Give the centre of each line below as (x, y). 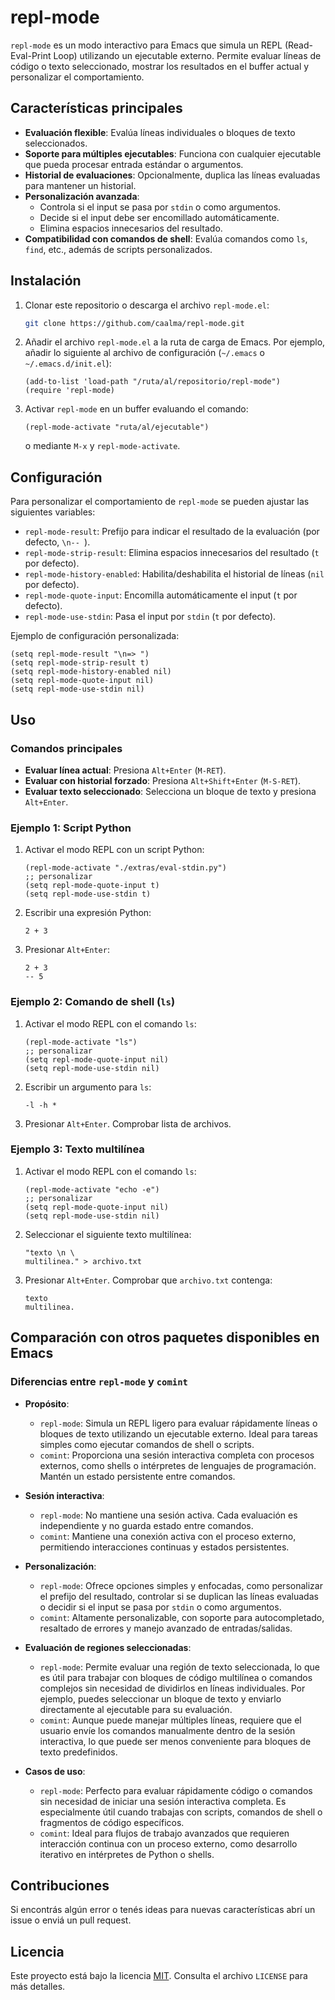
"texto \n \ (49, 1252)
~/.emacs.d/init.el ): (68, 363)
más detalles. (38, 1987)
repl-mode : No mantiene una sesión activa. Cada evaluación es (168, 1515)
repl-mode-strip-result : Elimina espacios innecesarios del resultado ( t (172, 553)
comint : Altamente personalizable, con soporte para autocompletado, (182, 1617)
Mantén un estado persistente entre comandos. (137, 1476)
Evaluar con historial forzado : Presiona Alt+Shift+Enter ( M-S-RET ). (163, 780)
